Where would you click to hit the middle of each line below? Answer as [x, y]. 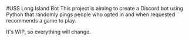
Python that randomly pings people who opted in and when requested [91, 14]
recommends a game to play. [41, 20]
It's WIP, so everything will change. [48, 32]
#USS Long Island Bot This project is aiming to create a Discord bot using [95, 8]
